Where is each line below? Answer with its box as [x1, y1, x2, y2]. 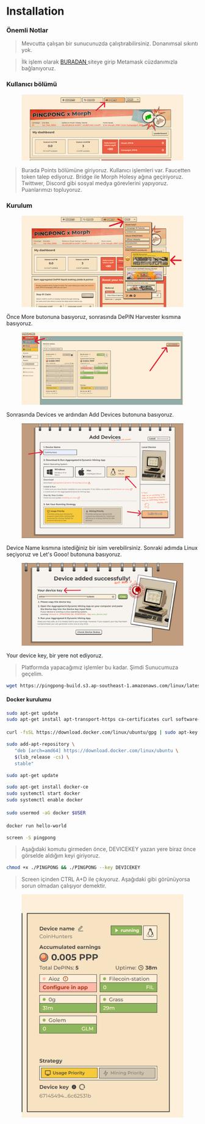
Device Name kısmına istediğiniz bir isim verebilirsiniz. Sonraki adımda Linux [6, 544, 198, 552]
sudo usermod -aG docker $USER [6, 809, 86, 816]
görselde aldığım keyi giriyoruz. [21, 852, 101, 859]
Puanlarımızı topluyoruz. [21, 186, 82, 194]
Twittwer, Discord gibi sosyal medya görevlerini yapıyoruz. [21, 180, 169, 187]
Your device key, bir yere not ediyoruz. [6, 652, 104, 659]
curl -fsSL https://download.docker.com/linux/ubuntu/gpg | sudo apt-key [6, 729, 198, 735]
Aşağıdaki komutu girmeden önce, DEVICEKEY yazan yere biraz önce [21, 845, 196, 853]
